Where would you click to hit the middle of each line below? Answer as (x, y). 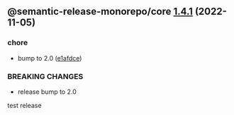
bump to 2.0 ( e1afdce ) (50, 58)
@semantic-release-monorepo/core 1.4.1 (100, 12)
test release (24, 105)
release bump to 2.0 (47, 92)
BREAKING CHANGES (45, 76)
